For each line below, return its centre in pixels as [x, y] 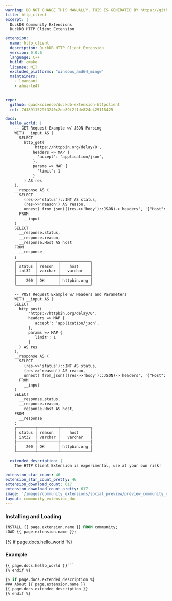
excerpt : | [17, 19]
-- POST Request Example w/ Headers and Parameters [71, 294]
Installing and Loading [34, 517]
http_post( [30, 309]
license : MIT [24, 67]
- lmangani [26, 81]
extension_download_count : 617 [39, 484]
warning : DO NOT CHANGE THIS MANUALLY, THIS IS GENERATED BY [72, 10]
